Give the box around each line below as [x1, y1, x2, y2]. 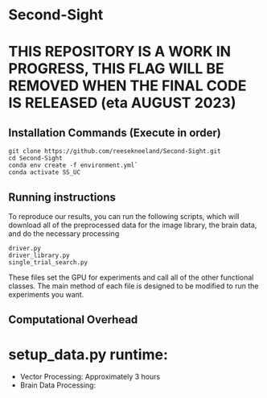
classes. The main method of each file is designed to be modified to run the [8, 281, 259, 291]
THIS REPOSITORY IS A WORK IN [8, 43, 232, 61]
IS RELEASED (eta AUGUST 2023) [8, 94, 236, 112]
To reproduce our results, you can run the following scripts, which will [8, 212, 240, 221]
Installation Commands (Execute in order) [8, 126, 221, 139]
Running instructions [8, 190, 117, 204]
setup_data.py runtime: [8, 345, 169, 363]
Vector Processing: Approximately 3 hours [19, 372, 161, 382]
